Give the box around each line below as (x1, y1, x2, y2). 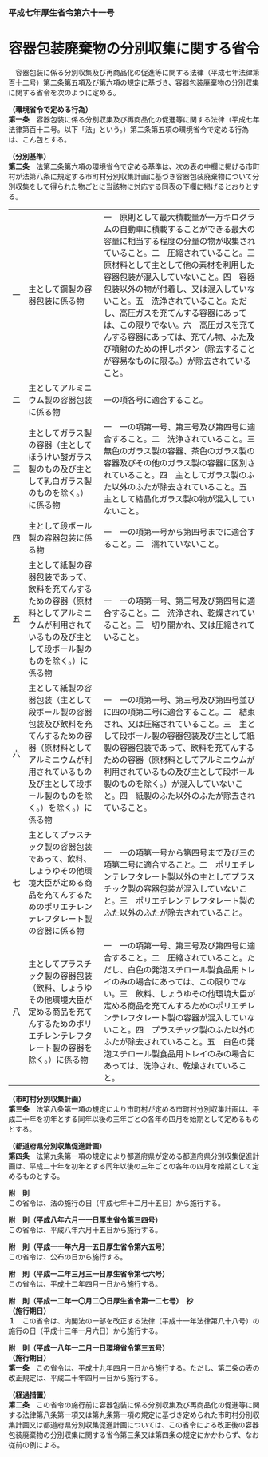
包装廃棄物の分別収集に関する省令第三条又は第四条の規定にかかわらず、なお (8, 1430, 259, 1439)
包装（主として (36, 694, 93, 705)
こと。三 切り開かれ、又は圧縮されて (111, 619, 255, 630)
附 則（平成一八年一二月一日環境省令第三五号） (8, 1343, 169, 1352)
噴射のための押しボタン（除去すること (111, 343, 256, 354)
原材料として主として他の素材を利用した (103, 259, 255, 270)
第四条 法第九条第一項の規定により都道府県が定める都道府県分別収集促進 (8, 1151, 253, 1160)
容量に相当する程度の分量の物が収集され (103, 235, 256, 246)
